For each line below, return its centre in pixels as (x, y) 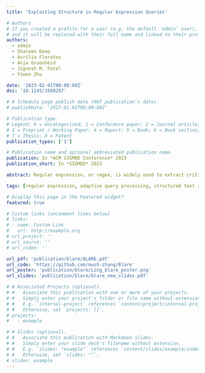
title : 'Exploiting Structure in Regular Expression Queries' (87, 12)
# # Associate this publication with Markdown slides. (80, 338)
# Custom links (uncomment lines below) (59, 214)
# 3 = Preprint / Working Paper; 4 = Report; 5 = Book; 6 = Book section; (103, 130)
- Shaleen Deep (31, 52)
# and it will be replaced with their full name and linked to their (97, 34)
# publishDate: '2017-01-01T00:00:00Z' (57, 108)
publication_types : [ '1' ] (39, 141)
